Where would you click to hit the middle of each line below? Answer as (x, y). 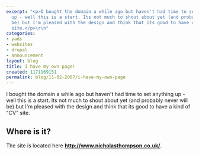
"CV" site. (18, 113)
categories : (21, 34)
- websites (20, 45)
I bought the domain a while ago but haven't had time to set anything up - (96, 94)
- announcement (25, 55)
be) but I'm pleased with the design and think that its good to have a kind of (98, 107)
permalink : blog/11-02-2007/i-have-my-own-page (66, 77)
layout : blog (22, 61)
